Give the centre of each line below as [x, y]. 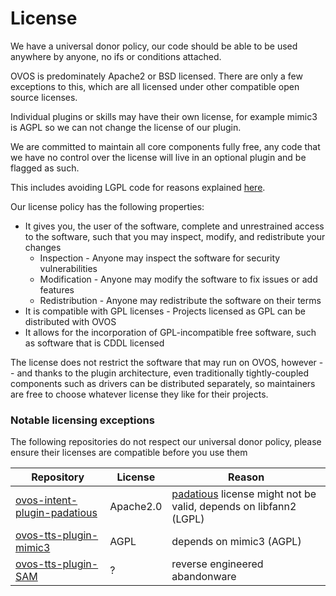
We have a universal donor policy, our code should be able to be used [154, 46]
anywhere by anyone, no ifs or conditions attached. [116, 56]
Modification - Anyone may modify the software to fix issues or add [178, 279]
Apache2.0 [136, 507]
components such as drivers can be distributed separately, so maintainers [163, 383]
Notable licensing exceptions [82, 420]
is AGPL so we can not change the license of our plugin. [126, 127]
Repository [58, 477]
